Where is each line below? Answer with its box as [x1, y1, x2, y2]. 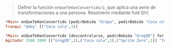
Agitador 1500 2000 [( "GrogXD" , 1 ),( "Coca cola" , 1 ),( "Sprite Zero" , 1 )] [5, 38, 157, 43]
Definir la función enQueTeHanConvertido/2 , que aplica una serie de [17, 5, 156, 10]
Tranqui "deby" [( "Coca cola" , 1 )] [5, 24, 78, 29]
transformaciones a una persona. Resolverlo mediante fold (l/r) [17, 10, 149, 16]
